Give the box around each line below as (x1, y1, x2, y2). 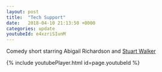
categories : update (6, 25, 55, 32)
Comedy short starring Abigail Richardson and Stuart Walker (6, 47, 156, 55)
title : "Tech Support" (6, 14, 66, 20)
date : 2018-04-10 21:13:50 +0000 (6, 20, 96, 26)
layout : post (6, 8, 39, 15)
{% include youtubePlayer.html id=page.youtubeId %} (6, 59, 140, 67)
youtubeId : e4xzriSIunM (6, 31, 66, 37)
